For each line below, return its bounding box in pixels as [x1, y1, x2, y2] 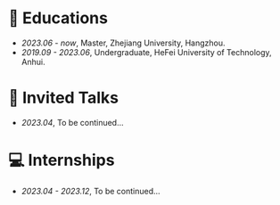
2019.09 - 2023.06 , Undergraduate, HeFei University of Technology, [21, 46, 273, 57]
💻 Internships [8, 151, 115, 170]
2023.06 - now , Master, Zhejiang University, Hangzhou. [21, 37, 226, 48]
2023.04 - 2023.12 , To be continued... [21, 185, 161, 196]
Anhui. [21, 56, 45, 67]
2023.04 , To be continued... [21, 117, 124, 127]
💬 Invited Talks [8, 88, 119, 108]
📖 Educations [8, 8, 109, 29]
